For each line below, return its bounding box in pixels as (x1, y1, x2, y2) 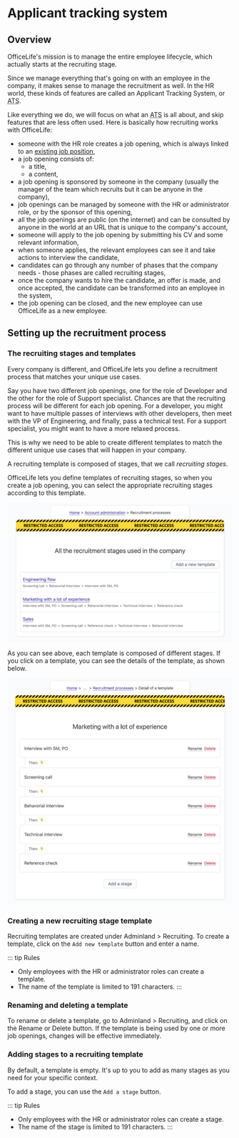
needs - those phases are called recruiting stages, (17, 269, 166, 276)
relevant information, (17, 238, 79, 246)
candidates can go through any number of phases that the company (17, 261, 218, 269)
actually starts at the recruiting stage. (7, 60, 118, 69)
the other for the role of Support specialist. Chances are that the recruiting (7, 394, 226, 402)
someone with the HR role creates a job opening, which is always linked (17, 139, 229, 148)
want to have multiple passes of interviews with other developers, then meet (7, 409, 232, 417)
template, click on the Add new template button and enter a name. (7, 939, 200, 948)
